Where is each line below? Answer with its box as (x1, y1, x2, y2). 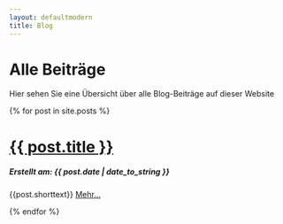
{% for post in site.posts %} (9, 105, 111, 116)
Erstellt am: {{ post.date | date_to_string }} (9, 166, 170, 177)
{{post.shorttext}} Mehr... (9, 189, 102, 199)
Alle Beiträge (9, 59, 106, 80)
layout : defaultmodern (9, 12, 93, 22)
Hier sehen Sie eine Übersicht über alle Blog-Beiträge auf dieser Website (9, 89, 275, 99)
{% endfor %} (9, 205, 60, 217)
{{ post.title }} (9, 136, 114, 157)
